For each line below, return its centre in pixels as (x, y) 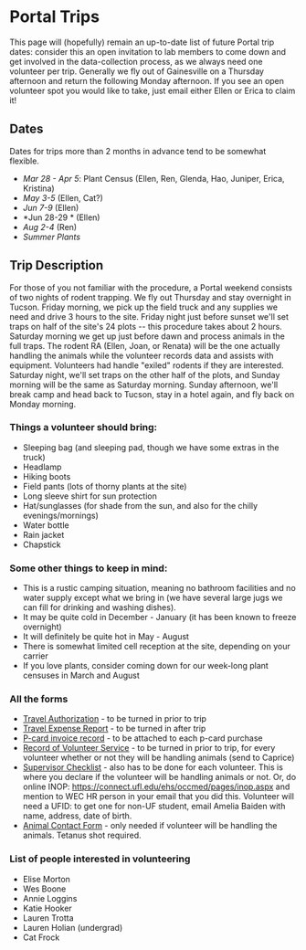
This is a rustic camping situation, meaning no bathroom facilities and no (159, 588)
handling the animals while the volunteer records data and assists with (142, 355)
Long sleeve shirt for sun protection (90, 496)
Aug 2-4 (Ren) (50, 227)
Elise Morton (47, 879)
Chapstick (42, 544)
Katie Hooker (47, 908)
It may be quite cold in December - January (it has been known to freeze (159, 617)
